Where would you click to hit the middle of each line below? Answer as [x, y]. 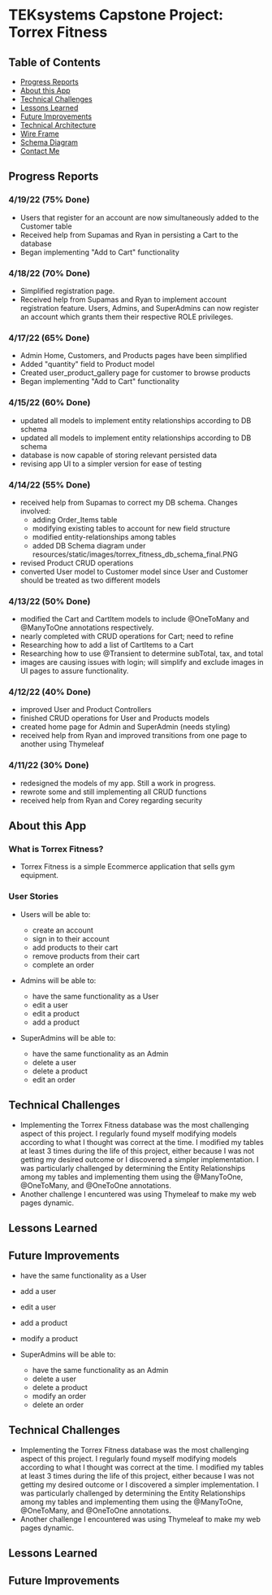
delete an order [58, 1405]
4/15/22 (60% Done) [50, 403]
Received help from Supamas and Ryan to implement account [123, 299]
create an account [63, 930]
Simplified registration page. [67, 291]
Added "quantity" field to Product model [87, 365]
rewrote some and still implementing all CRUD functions [113, 792]
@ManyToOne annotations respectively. [87, 627]
